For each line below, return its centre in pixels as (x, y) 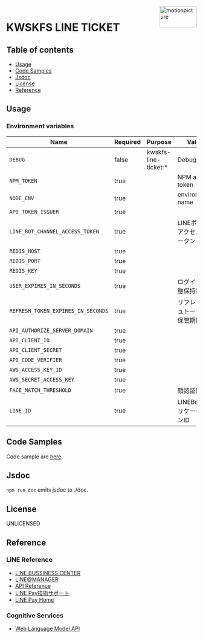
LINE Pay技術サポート (42, 593)
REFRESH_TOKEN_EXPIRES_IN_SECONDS (59, 311)
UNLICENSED (23, 524)
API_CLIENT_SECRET (36, 350)
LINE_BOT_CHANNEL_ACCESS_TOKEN (54, 231)
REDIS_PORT (25, 261)
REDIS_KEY (23, 271)
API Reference (33, 585)
